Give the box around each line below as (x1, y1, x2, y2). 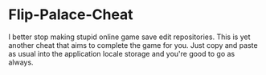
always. (8, 57, 34, 67)
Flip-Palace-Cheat (8, 6, 134, 24)
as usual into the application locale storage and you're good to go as (8, 49, 235, 58)
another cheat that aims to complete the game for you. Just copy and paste (8, 40, 259, 49)
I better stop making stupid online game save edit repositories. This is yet (8, 32, 251, 41)
